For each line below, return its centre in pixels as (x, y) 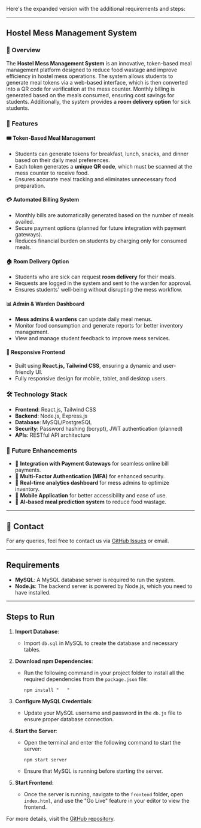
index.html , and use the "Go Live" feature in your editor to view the (106, 800)
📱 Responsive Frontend (36, 352)
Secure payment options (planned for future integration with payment (100, 228)
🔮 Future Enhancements (42, 451)
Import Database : (37, 631)
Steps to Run (31, 617)
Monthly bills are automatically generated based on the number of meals (104, 215)
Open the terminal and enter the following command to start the (102, 742)
